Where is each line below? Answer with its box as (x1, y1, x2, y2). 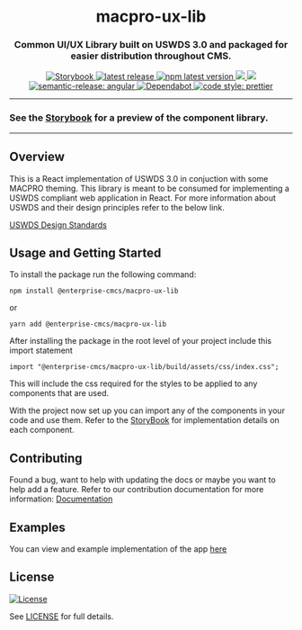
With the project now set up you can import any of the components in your (9, 405, 286, 416)
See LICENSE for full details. (9, 610, 114, 622)
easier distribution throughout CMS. (70, 49, 232, 62)
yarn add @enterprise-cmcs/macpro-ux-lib (9, 319, 167, 329)
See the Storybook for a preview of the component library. (9, 112, 269, 124)
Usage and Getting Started (9, 245, 162, 260)
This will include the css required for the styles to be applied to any (9, 378, 258, 389)
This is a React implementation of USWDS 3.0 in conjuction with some (9, 173, 269, 184)
